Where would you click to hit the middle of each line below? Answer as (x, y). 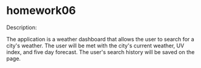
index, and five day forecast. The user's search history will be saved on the (100, 52)
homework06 (41, 11)
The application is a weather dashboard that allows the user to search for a (100, 39)
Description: (22, 27)
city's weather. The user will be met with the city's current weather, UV (95, 46)
